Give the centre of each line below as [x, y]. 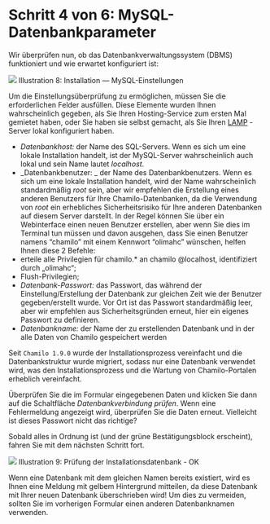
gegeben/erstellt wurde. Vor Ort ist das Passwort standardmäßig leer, [137, 302]
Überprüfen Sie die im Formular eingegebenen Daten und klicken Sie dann [133, 394]
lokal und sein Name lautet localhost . [82, 164]
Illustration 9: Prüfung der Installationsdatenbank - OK [109, 461]
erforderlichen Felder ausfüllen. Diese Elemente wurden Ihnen [112, 104]
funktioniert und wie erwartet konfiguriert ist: [83, 64]
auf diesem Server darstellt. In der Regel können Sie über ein [122, 216]
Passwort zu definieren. [60, 319]
